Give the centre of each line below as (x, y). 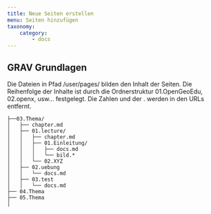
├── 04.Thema (26, 191)
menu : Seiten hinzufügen (43, 20)
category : (34, 33)
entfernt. (19, 106)
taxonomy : (21, 26)
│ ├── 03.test (30, 179)
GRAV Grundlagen (47, 68)
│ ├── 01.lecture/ (37, 131)
